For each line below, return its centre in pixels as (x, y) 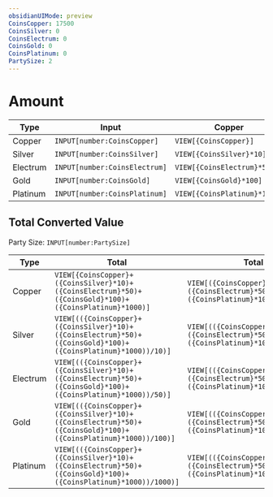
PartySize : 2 (30, 62)
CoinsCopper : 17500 (41, 24)
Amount (36, 102)
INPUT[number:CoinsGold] (102, 180)
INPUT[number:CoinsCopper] (106, 140)
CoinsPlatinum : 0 (38, 54)
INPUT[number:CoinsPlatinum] (110, 193)
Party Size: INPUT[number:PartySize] (69, 242)
